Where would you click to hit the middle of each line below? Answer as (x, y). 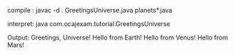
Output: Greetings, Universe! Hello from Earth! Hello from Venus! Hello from (118, 37)
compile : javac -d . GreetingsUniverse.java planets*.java (90, 10)
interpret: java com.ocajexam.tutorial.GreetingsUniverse (89, 24)
